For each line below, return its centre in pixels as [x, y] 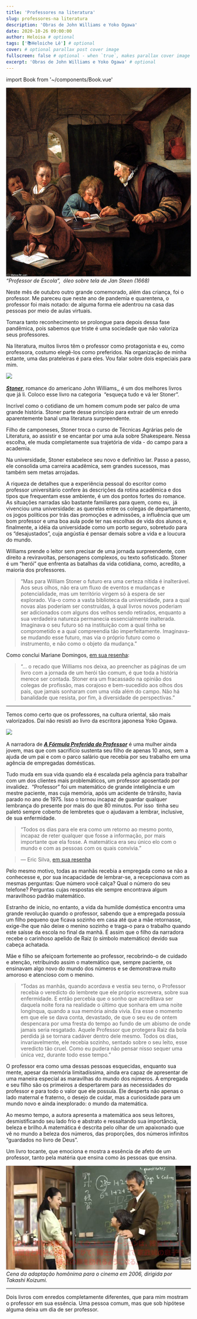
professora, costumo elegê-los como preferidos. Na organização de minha [96, 352]
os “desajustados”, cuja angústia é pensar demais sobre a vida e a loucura [96, 533]
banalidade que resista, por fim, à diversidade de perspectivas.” [98, 697]
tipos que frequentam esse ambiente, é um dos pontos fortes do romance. [96, 496]
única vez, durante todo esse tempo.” [66, 1055]
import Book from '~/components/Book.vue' [60, 79]
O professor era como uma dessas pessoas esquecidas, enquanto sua [91, 1066]
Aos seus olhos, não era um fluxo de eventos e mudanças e [93, 587]
